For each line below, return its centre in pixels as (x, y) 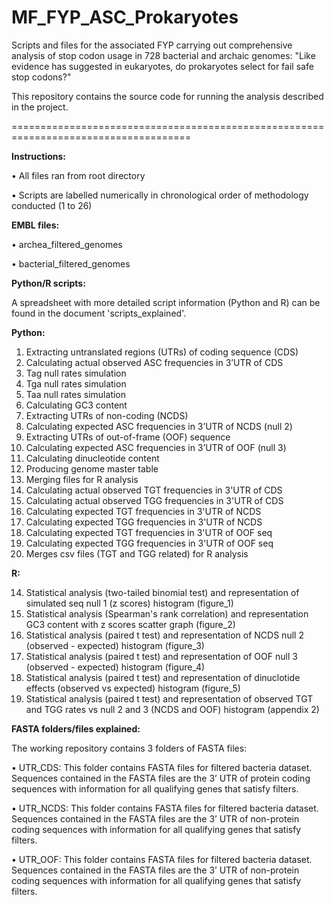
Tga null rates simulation (76, 383)
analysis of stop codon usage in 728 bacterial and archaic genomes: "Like (163, 55)
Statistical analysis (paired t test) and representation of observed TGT (169, 698)
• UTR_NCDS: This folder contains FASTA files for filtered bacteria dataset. (165, 808)
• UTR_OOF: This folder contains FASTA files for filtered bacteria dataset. (162, 859)
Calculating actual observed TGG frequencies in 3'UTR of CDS (154, 500)
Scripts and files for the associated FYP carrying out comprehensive (152, 45)
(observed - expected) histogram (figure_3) (115, 645)
